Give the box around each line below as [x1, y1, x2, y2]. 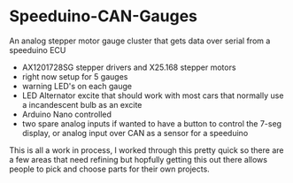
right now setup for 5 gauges [21, 71, 128, 81]
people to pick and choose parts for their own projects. [9, 164, 210, 174]
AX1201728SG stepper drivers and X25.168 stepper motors [21, 62, 236, 72]
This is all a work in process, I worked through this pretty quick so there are [9, 144, 284, 156]
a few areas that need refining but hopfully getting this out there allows [9, 154, 268, 164]
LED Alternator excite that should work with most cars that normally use [21, 90, 284, 101]
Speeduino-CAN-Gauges [9, 6, 197, 27]
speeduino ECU [9, 44, 66, 55]
